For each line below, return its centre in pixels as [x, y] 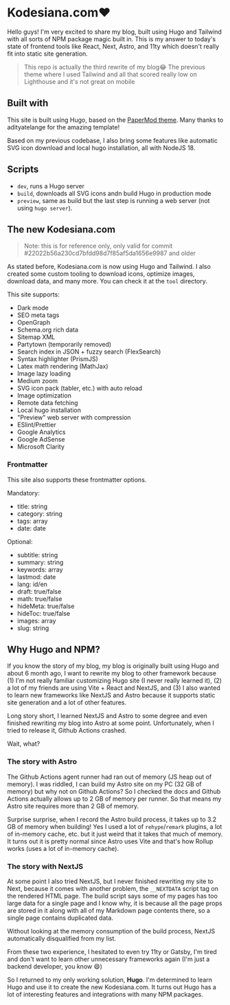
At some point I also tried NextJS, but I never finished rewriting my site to [111, 881]
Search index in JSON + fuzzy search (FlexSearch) [89, 352]
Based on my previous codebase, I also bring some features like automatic [113, 140]
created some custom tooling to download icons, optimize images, [101, 274]
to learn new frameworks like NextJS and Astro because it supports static [111, 695]
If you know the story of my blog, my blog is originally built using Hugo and [113, 666]
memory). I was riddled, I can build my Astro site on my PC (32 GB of [105, 784]
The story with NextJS [45, 866]
